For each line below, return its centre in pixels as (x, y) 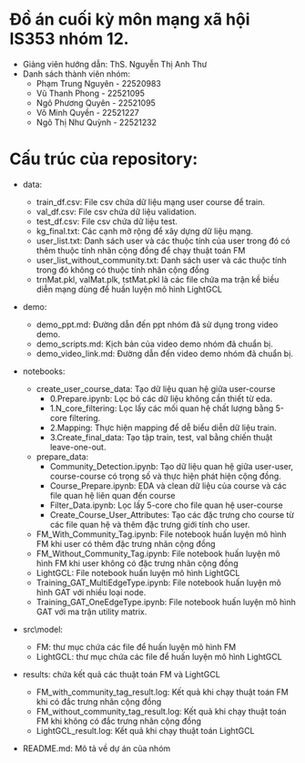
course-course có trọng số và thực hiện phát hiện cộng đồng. (166, 476)
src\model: (43, 629)
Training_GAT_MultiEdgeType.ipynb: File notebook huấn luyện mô (159, 583)
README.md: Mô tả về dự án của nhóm (97, 748)
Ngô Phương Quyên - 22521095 (96, 103)
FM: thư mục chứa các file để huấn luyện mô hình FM (136, 646)
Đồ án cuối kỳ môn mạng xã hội (130, 20)
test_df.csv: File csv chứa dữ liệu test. (107, 221)
